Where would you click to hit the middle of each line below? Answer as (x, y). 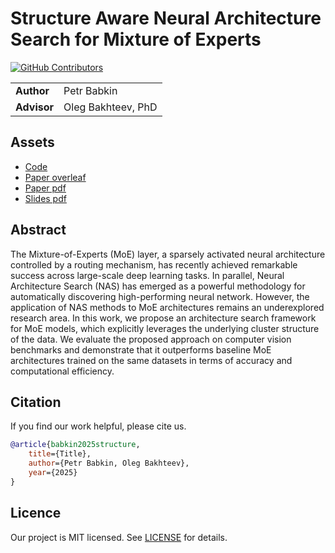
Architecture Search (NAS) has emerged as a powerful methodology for (158, 286)
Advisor (35, 107)
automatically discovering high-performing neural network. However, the (160, 296)
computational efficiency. (62, 371)
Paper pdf (45, 188)
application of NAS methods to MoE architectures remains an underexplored (167, 307)
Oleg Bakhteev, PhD (110, 107)
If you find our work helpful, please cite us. (98, 426)
